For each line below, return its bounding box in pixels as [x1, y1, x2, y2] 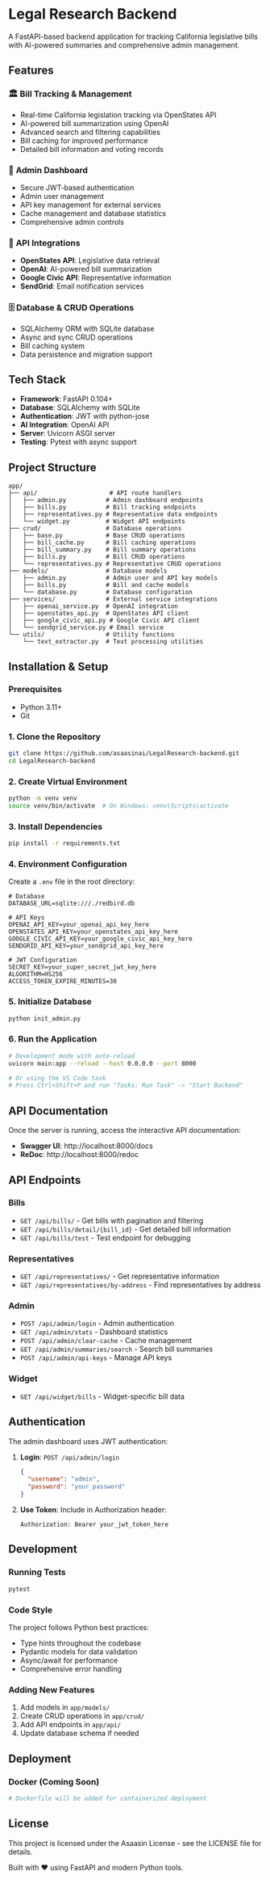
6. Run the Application [8, 1033, 98, 1045]
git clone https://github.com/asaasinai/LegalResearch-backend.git [8, 750, 240, 758]
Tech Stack [8, 373, 66, 387]
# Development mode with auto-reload [8, 1052, 135, 1060]
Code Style [8, 1604, 53, 1616]
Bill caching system [19, 340, 85, 350]
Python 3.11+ [19, 702, 63, 712]
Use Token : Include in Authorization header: [19, 1505, 167, 1515]
